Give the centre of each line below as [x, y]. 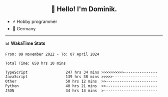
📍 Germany [24, 28]
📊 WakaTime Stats [25, 43]
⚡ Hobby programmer [35, 21]
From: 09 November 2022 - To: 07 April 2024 [52, 54]
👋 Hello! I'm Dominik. [84, 9]
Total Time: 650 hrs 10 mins [35, 63]
